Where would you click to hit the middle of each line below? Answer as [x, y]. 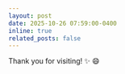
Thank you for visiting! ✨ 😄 [54, 61]
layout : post [30, 16]
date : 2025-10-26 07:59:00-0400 [62, 23]
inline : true [30, 31]
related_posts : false [45, 38]
